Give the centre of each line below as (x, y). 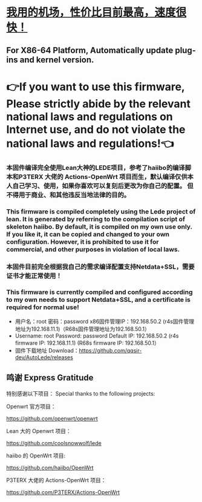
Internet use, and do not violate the (96, 129)
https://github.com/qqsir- (110, 350)
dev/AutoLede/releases (44, 357)
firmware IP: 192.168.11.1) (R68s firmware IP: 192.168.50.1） (87, 343)
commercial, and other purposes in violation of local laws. (93, 249)
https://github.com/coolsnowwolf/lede (54, 443)
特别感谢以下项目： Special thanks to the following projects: (81, 393)
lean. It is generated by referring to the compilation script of (96, 219)
